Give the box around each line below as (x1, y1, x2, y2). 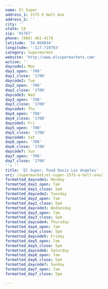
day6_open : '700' (5, 139, 42, 144)
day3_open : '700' (5, 97, 42, 102)
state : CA (5, 26, 26, 31)
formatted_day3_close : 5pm (5, 215, 62, 220)
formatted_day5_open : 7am (5, 238, 60, 243)
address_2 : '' (5, 17, 35, 22)
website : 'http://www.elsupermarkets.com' (5, 54, 96, 60)
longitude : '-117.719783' (5, 45, 60, 50)
